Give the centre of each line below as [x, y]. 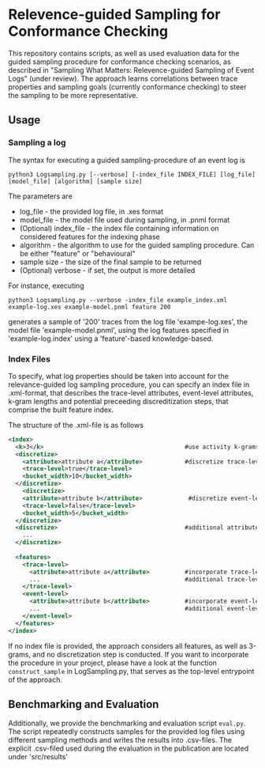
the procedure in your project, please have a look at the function [112, 663]
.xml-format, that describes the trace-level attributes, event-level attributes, [131, 392]
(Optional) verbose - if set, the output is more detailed [107, 270]
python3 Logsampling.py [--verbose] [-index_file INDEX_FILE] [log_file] [132, 174]
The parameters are [40, 196]
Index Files [30, 359]
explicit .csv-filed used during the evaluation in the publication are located [129, 748]
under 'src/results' [38, 757]
